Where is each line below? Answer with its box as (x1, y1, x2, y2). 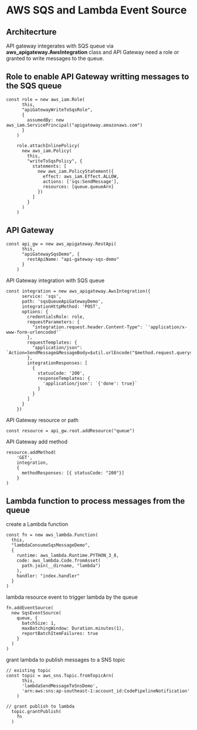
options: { (21, 308, 49, 314)
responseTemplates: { (37, 375, 91, 381)
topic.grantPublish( (11, 709, 62, 715)
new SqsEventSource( (11, 610, 62, 616)
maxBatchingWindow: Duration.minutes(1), (21, 626, 125, 631)
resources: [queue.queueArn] (43, 184, 114, 189)
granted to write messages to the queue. (6, 55, 104, 62)
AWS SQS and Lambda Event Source (6, 4, 187, 17)
